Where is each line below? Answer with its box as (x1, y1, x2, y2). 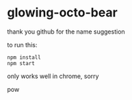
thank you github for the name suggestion (7, 27, 125, 36)
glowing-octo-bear (7, 5, 118, 21)
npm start (7, 60, 36, 66)
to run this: (7, 40, 38, 49)
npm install (7, 53, 41, 61)
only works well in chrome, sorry (7, 72, 99, 80)
